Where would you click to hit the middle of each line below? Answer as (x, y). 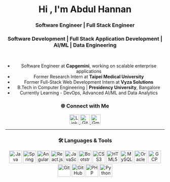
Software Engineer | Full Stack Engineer (85, 25)
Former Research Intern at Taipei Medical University (89, 77)
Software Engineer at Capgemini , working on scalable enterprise (89, 66)
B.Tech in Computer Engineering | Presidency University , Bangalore (89, 88)
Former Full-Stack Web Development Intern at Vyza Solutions (89, 82)
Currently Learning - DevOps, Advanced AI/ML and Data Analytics (89, 93)
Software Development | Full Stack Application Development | (85, 39)
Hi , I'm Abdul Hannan (85, 9)
